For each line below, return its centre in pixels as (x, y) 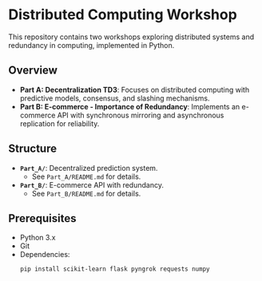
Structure (33, 149)
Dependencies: (45, 255)
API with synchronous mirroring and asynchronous (141, 115)
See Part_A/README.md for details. (86, 176)
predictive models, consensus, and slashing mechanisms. (115, 98)
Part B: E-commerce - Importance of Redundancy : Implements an (130, 106)
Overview (33, 71)
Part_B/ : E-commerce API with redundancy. (91, 184)
